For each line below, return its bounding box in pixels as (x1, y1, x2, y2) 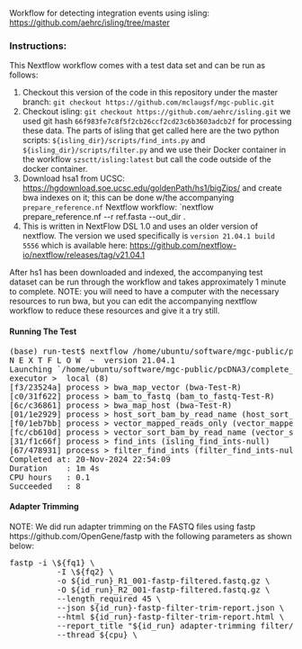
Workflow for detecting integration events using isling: (9, 8, 209, 18)
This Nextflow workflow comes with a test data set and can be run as (9, 60, 266, 71)
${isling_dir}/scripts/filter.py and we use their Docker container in (22, 144, 287, 156)
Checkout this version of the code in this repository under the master (22, 87, 279, 98)
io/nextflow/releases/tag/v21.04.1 (22, 249, 146, 260)
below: (9, 540, 34, 551)
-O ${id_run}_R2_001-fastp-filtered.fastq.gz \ (57, 584, 271, 595)
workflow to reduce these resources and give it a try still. (9, 305, 220, 316)
